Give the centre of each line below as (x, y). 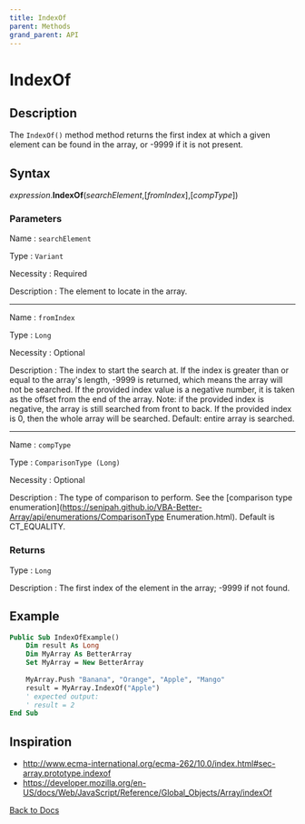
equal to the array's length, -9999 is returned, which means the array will (146, 380)
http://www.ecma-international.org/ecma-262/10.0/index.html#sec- (149, 764)
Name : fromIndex (42, 317)
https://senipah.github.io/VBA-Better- (132, 507)
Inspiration (41, 742)
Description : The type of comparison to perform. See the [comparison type (151, 497)
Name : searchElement (50, 238)
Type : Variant (36, 256)
